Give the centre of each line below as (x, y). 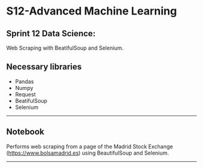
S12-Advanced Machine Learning (92, 11)
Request (25, 94)
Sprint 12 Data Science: (51, 34)
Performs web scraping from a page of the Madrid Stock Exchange (90, 146)
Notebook (25, 132)
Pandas (24, 81)
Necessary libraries (44, 67)
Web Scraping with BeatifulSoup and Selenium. (65, 48)
